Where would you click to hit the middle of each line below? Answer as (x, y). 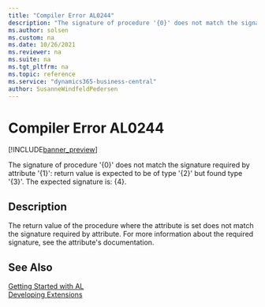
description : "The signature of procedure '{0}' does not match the (123, 23)
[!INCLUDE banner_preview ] (53, 150)
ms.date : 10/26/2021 (42, 45)
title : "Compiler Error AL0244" (61, 15)
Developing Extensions (45, 294)
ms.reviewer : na (35, 52)
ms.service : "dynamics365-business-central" (82, 81)
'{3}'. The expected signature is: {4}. (67, 182)
